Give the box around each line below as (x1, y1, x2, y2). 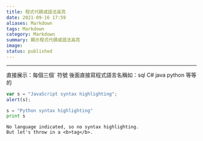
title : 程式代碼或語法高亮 (6, 8, 66, 15)
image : (6, 43, 23, 49)
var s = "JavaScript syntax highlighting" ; (6, 91, 118, 97)
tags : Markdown (6, 25, 45, 32)
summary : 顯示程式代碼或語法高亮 (6, 37, 80, 43)
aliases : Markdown (6, 20, 53, 26)
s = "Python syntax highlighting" (6, 107, 94, 114)
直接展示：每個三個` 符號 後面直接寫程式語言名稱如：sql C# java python (6, 71, 185, 79)
